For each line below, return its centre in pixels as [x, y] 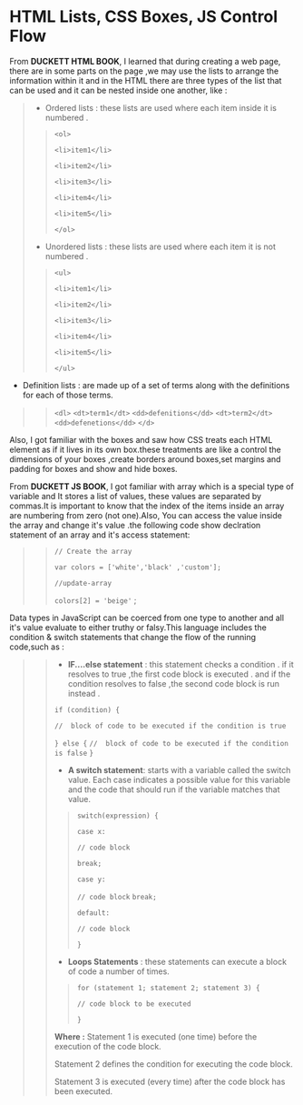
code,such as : [37, 647]
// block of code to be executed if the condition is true [170, 726]
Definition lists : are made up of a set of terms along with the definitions [156, 385]
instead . [84, 693]
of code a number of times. [118, 971]
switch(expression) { [117, 816]
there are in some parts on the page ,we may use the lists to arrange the [144, 71]
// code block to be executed [134, 1004]
